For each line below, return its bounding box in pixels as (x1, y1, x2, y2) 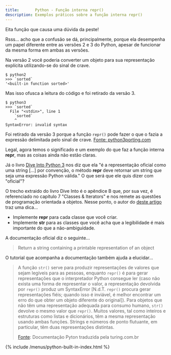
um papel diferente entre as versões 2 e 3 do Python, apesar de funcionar (5, 41, 161, 47)
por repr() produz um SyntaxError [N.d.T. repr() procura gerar (17, 286, 151, 292)
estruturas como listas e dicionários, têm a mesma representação (17, 313, 156, 319)
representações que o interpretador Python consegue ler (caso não (17, 275, 160, 281)
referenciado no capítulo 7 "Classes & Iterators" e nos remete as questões (5, 193, 161, 199)
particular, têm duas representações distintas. (17, 324, 115, 330)
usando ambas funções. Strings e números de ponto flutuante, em (17, 318, 158, 324)
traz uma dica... (5, 204, 38, 210)
